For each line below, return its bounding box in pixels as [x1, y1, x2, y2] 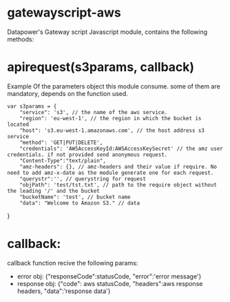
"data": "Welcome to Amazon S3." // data [19, 199, 140, 207]
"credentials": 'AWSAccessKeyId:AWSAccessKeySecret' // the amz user [19, 145, 224, 152]
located [7, 121, 30, 128]
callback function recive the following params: [7, 258, 138, 267]
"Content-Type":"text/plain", [19, 157, 107, 164]
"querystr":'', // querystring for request [19, 175, 147, 182]
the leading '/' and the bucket [7, 187, 100, 194]
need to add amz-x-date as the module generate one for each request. [7, 169, 214, 176]
